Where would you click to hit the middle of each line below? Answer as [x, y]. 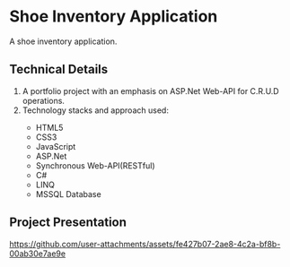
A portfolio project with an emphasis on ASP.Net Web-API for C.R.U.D [151, 90]
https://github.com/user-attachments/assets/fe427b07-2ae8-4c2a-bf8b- [145, 244]
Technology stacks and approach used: [95, 110]
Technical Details [59, 69]
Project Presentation [68, 223]
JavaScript [56, 146]
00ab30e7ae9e [37, 254]
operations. [44, 100]
